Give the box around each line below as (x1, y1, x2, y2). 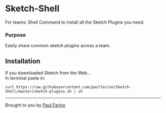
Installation (5, 57, 41, 65)
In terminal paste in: (5, 75, 45, 81)
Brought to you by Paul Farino (5, 102, 66, 108)
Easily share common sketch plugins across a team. (5, 43, 111, 49)
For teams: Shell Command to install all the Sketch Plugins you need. (5, 19, 145, 25)
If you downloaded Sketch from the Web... (5, 70, 91, 76)
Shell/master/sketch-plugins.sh (5, 89, 72, 94)
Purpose (5, 31, 26, 38)
